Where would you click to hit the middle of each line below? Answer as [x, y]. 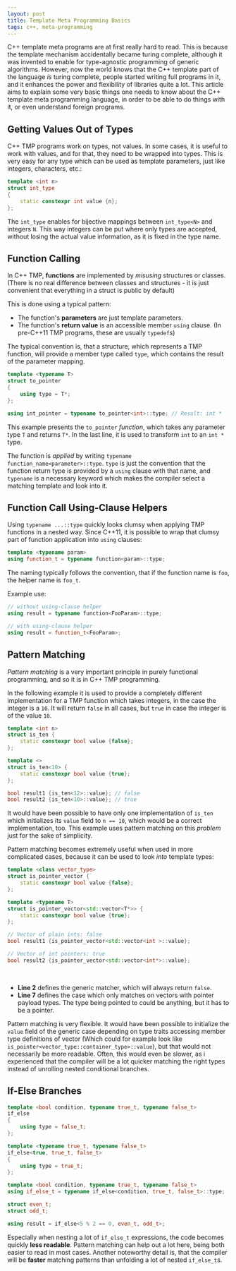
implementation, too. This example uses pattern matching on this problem [114, 828]
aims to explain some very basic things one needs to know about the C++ [114, 92]
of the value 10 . [30, 715]
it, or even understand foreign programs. [66, 107]
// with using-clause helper [50, 626]
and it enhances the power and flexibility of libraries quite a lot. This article [116, 85]
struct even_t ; [30, 1205]
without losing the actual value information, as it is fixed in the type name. [114, 236]
